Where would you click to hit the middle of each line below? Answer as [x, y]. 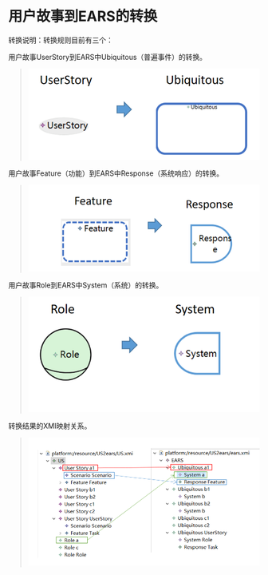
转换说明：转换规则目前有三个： [61, 40]
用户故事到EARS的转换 [83, 16]
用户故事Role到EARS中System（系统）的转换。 [86, 285]
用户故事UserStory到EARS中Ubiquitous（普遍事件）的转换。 [108, 57]
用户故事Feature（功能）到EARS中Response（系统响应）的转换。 [116, 173]
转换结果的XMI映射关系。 [50, 426]
